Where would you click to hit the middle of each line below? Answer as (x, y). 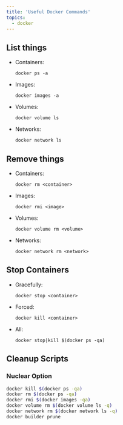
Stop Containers (38, 270)
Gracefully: (29, 285)
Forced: (25, 307)
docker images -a (37, 96)
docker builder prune (34, 417)
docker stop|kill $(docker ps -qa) (60, 340)
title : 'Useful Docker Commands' (48, 12)
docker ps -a (32, 73)
